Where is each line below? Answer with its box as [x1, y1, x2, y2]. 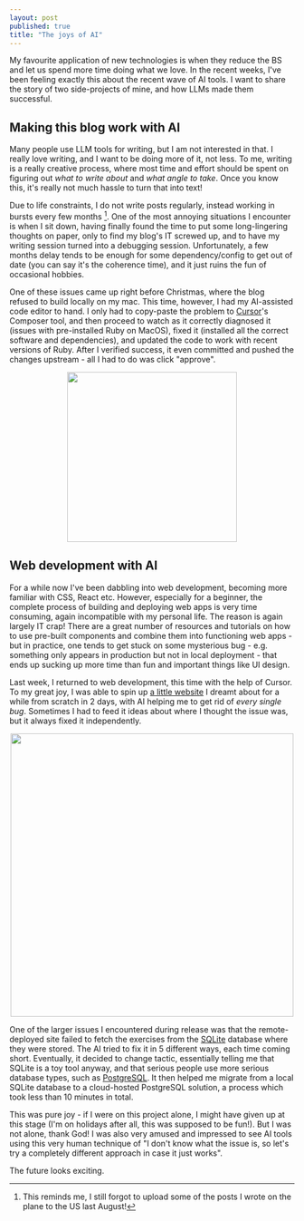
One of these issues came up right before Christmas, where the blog [9, 286, 265, 297]
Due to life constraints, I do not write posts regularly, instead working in [9, 200, 276, 211]
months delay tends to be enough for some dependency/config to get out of [9, 249, 293, 260]
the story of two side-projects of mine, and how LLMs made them [9, 83, 254, 95]
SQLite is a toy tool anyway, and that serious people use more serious [9, 1062, 270, 1073]
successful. [9, 93, 52, 104]
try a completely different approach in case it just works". [9, 1148, 223, 1158]
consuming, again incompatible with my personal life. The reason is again [9, 611, 283, 622]
